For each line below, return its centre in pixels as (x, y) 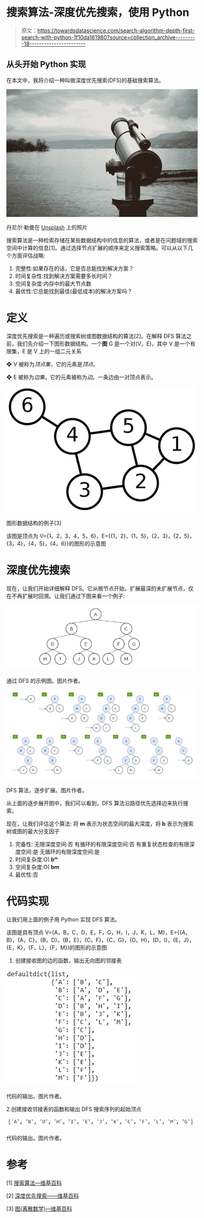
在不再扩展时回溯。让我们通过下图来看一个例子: (66, 596)
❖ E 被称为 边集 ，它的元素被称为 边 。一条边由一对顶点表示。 (81, 377)
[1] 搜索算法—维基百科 (34, 1183)
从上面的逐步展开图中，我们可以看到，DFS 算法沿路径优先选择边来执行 (95, 803)
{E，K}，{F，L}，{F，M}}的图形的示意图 (57, 947)
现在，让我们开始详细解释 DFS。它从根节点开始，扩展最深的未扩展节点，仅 (100, 588)
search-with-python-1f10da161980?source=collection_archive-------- (108, 37)
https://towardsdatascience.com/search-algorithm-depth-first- (116, 30)
